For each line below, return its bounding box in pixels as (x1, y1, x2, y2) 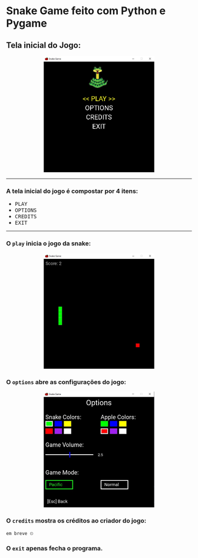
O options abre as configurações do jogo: (6, 378, 127, 386)
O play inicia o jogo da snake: (6, 239, 91, 248)
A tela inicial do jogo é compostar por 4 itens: (6, 187, 138, 195)
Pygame (6, 17, 47, 30)
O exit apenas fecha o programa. (6, 544, 103, 553)
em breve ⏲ (6, 531, 34, 537)
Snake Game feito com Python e (6, 4, 166, 18)
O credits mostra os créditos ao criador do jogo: (6, 516, 147, 524)
